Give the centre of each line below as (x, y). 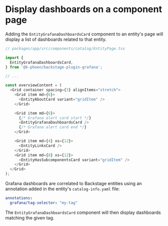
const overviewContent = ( (34, 85)
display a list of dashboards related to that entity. (56, 39)
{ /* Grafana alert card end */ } (52, 127)
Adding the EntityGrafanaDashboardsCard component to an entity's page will (84, 34)
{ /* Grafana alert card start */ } (55, 118)
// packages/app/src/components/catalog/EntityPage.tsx (65, 48)
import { (14, 58)
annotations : (19, 198)
